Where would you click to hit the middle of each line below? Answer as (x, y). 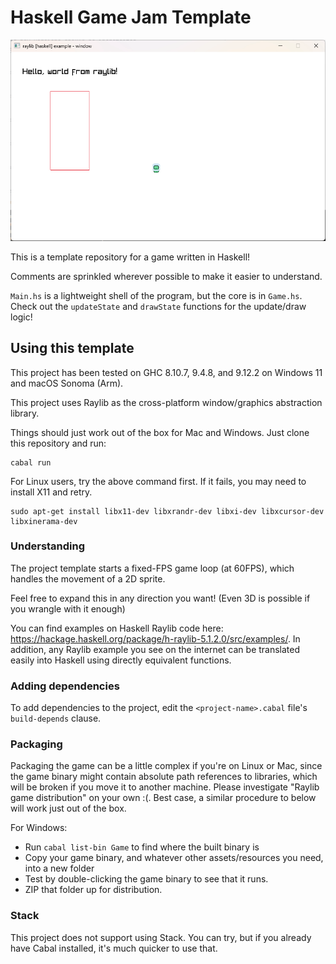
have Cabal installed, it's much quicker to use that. (114, 948)
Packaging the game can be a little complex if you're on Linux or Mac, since (166, 766)
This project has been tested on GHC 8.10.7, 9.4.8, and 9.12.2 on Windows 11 (166, 372)
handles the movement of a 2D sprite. (88, 578)
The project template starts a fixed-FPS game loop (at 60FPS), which (152, 568)
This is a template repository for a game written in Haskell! (130, 257)
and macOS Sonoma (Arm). (67, 383)
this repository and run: (58, 443)
